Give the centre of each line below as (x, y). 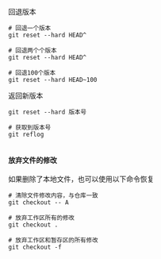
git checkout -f (35, 247)
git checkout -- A (38, 203)
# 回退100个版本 (32, 73)
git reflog (26, 134)
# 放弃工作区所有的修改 (42, 218)
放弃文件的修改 (33, 160)
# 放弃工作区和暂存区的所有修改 (53, 241)
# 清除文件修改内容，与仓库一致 (53, 196)
